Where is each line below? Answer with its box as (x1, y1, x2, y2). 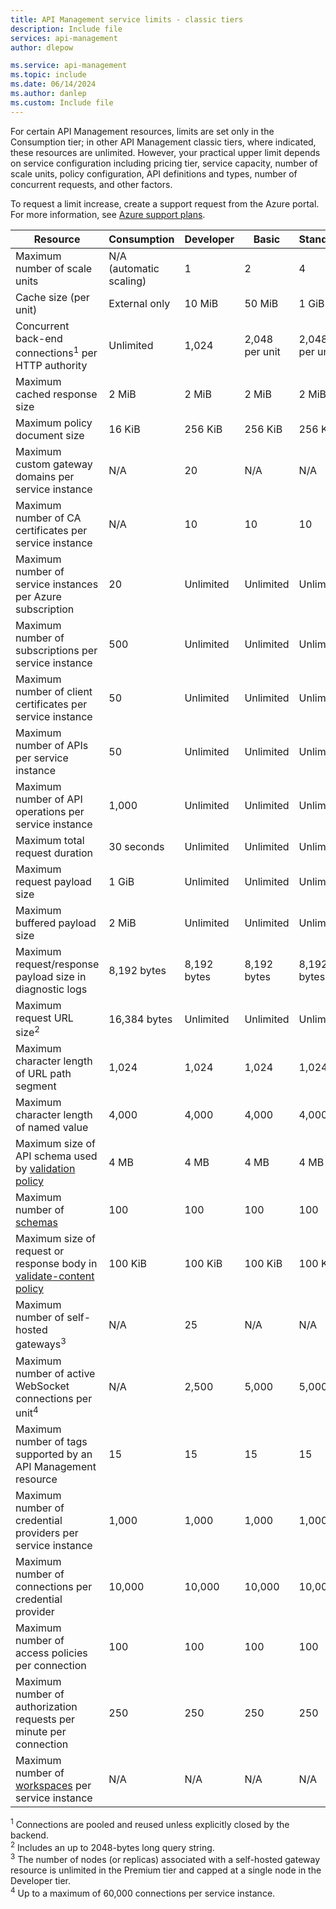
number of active (15, 1366, 96, 1380)
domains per (15, 469, 75, 483)
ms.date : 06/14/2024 (10, 79, 97, 90)
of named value (15, 1121, 89, 1135)
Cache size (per (15, 290, 90, 304)
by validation (15, 1162, 76, 1176)
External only (108, 296, 171, 310)
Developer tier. (10, 1874, 72, 1886)
